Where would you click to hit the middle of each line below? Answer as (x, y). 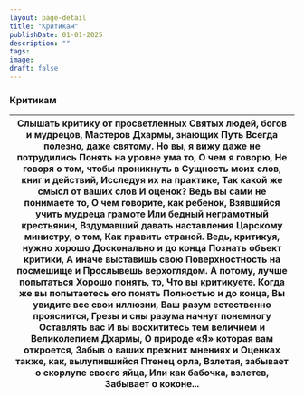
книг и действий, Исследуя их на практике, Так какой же (152, 180)
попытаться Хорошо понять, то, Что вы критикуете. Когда (152, 282)
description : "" (40, 43)
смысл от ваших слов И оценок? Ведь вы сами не (152, 191)
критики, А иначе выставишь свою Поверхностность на (152, 259)
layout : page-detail (48, 18)
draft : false (34, 69)
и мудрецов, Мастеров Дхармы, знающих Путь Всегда (152, 135)
